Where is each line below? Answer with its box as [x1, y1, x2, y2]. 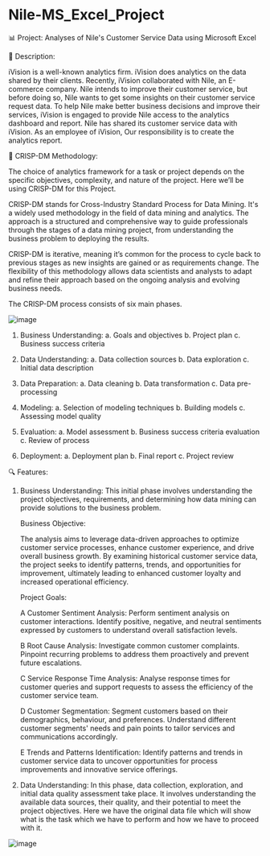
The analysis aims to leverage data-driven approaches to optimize [19, 534, 239, 544]
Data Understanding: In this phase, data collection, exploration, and [19, 779, 243, 790]
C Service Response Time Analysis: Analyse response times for [19, 673, 231, 683]
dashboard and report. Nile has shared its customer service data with [8, 118, 238, 128]
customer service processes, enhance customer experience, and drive [19, 542, 255, 552]
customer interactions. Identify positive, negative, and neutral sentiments [19, 616, 262, 626]
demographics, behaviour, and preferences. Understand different [19, 714, 236, 724]
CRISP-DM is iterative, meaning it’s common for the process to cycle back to [8, 249, 261, 258]
